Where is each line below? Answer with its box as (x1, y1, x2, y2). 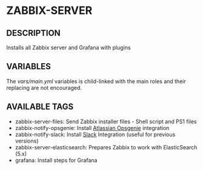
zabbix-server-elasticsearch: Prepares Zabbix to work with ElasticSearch (15, 143, 198, 151)
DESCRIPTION (6, 28, 61, 38)
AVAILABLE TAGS (6, 101, 74, 112)
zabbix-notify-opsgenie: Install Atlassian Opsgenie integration (15, 124, 170, 131)
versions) (15, 137, 39, 144)
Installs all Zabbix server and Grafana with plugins (6, 44, 131, 51)
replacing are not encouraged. (6, 84, 82, 91)
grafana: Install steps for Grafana (15, 156, 98, 164)
